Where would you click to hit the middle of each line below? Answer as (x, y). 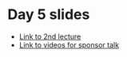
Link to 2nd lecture (50, 36)
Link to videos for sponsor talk (69, 44)
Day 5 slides (49, 15)
